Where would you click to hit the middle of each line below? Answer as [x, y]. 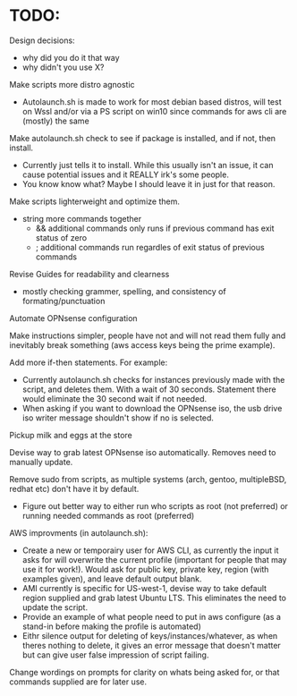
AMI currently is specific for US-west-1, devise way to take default [144, 588]
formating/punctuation [64, 301]
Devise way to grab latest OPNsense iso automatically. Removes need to [143, 452]
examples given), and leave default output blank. [112, 579]
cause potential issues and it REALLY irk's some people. [126, 174]
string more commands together [81, 218]
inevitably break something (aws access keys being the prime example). [142, 344]
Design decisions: [42, 40]
